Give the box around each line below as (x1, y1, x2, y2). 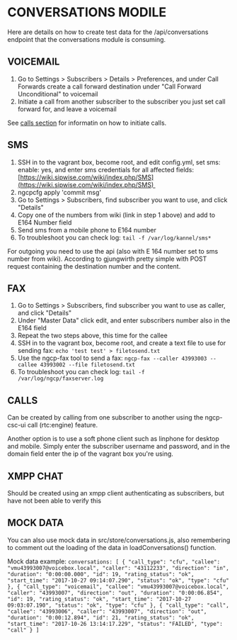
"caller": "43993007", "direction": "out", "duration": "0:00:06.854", (7, 589, 223, 596)
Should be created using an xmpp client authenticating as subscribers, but (7, 489, 225, 497)
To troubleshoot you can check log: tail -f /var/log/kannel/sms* (17, 233, 212, 242)
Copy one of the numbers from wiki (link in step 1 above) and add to (17, 210, 216, 219)
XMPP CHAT (7, 470, 64, 482)
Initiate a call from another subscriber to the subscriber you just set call (17, 97, 226, 106)
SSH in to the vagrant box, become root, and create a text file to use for (17, 339, 226, 347)
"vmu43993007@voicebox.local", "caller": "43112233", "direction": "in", (7, 564, 230, 571)
